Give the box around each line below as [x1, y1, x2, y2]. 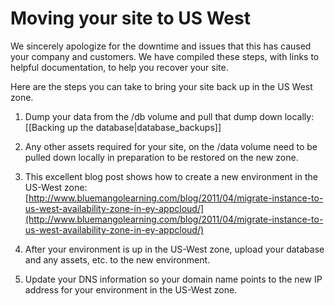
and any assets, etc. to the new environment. [24, 253, 211, 266]
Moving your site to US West [10, 7, 251, 30]
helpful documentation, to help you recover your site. [10, 61, 229, 73]
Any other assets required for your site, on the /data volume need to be [24, 140, 318, 152]
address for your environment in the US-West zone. [24, 283, 238, 296]
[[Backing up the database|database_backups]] [24, 121, 222, 133]
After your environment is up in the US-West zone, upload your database [24, 243, 325, 255]
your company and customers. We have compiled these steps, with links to [10, 50, 320, 62]
